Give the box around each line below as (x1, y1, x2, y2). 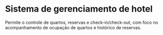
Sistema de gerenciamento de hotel (5, 3, 153, 15)
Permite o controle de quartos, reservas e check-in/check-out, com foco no (5, 19, 159, 25)
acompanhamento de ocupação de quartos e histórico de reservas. (5, 24, 141, 30)
